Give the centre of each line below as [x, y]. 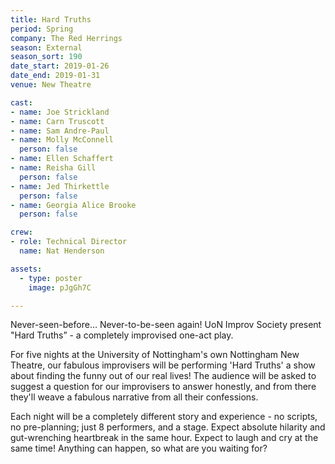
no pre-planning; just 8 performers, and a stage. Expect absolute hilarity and [168, 427]
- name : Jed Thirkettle [60, 186]
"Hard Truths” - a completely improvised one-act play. [122, 335]
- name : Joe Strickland [60, 112]
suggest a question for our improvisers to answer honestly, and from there [163, 387]
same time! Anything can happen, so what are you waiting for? [139, 448]
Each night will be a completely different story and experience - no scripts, [164, 417]
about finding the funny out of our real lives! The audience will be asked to [163, 376]
